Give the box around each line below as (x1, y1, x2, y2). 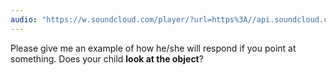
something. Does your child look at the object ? (10, 52, 204, 65)
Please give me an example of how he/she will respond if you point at (10, 42, 297, 54)
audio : (10, 14, 38, 25)
